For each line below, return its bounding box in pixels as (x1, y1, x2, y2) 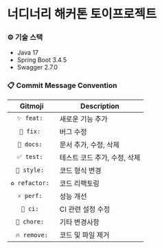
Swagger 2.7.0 (16, 63, 58, 72)
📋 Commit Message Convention (7, 80, 118, 90)
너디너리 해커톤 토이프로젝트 (7, 6, 157, 22)
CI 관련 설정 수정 (59, 204, 110, 214)
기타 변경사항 (59, 217, 99, 227)
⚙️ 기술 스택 (7, 32, 43, 42)
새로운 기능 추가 (59, 114, 108, 124)
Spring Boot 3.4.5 (16, 56, 67, 64)
